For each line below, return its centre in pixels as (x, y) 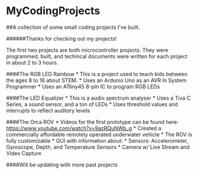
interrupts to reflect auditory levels (48, 110)
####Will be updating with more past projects (62, 165)
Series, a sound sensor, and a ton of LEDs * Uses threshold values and (92, 104)
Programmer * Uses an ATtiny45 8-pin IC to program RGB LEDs (83, 86)
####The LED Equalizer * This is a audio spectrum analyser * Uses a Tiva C (98, 98)
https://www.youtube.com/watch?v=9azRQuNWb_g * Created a (84, 128)
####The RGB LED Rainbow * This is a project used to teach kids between (97, 74)
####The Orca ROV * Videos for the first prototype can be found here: (92, 122)
